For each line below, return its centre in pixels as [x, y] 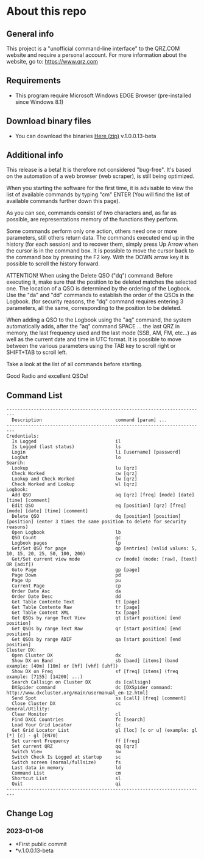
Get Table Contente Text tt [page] [76, 602]
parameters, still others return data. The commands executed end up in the [100, 238]
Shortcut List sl [66, 779]
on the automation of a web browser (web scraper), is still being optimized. [100, 176]
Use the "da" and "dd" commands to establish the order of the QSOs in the [100, 295]
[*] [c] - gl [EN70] [33, 736]
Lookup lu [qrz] [75, 468]
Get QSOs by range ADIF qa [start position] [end [97, 640]
